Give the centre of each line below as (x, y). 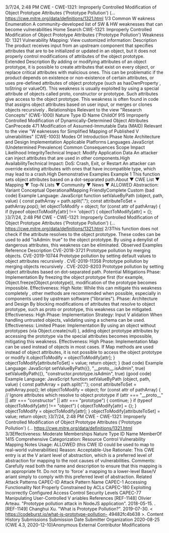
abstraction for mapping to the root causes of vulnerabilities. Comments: (80, 461)
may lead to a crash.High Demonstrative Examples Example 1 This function (82, 174)
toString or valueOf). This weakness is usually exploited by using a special (82, 88)
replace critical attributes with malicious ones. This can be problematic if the (84, 72)
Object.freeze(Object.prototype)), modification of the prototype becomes (81, 282)
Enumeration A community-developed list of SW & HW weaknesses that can (84, 24)
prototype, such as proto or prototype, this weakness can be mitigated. (79, 309)
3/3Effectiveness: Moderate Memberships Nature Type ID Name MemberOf (83, 434)
